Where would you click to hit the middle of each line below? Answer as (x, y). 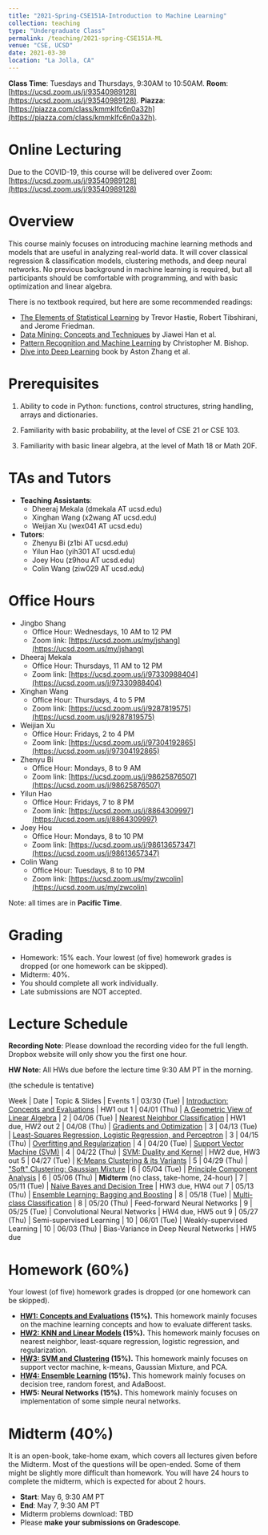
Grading (36, 935)
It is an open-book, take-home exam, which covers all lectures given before (133, 1456)
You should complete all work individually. (89, 982)
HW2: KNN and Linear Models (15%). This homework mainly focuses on (140, 1333)
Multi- (243, 1195)
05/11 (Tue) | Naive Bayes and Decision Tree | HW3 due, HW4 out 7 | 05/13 (131, 1186)
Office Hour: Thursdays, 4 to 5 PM (88, 699)
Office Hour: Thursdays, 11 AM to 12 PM (97, 666)
